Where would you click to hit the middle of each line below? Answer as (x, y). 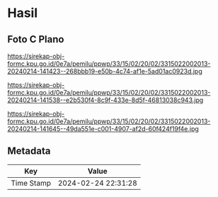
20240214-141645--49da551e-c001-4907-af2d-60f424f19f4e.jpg (103, 129)
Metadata (29, 151)
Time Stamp (31, 183)
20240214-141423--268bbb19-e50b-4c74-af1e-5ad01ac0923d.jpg (105, 71)
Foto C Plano (36, 39)
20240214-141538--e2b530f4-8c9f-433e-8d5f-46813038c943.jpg (105, 100)
